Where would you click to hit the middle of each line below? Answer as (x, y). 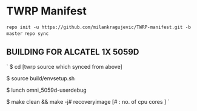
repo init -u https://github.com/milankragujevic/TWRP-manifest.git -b (98, 27)
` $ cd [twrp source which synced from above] (65, 66)
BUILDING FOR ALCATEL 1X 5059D (73, 52)
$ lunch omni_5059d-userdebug (46, 90)
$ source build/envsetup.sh (41, 78)
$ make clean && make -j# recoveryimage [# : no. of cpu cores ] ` (88, 101)
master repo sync (28, 33)
